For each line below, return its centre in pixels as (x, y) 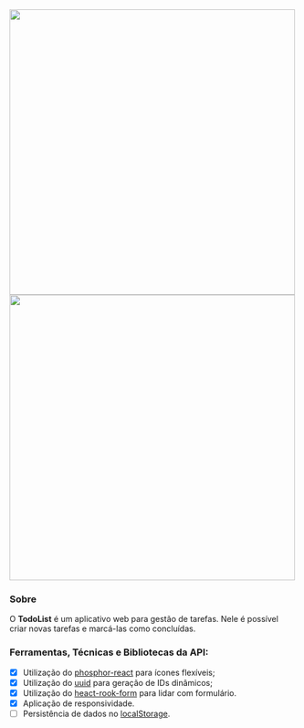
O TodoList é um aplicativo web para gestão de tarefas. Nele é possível (144, 619)
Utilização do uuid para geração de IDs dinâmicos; (117, 682)
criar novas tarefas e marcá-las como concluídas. (103, 628)
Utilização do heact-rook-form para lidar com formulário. (130, 692)
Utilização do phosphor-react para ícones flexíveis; (119, 672)
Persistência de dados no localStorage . (96, 713)
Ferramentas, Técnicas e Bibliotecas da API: (109, 652)
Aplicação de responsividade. (79, 703)
